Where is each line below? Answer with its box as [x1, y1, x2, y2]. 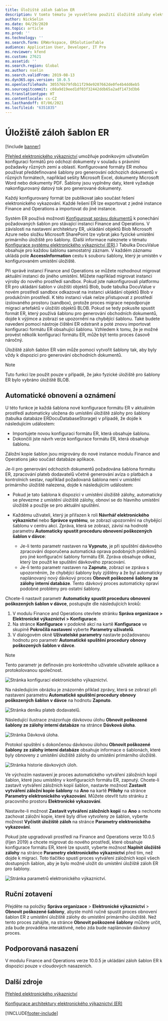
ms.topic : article [5, 26, 43, 31]
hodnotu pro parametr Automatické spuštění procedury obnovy [12, 637, 146, 643]
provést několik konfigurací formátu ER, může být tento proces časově [5, 332, 150, 338]
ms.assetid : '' [5, 59, 37, 64]
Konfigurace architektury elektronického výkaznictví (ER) [5, 1000, 122, 1006]
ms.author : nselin [5, 68, 43, 73]
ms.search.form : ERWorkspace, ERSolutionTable [5, 40, 104, 45]
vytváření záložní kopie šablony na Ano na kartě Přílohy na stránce [5, 787, 146, 793]
